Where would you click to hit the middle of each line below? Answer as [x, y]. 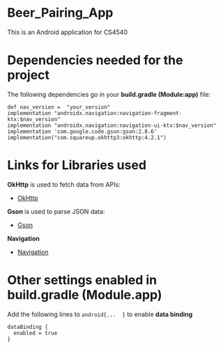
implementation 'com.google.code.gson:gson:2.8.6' [82, 131]
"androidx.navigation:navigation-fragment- [118, 113]
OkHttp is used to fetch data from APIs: [64, 184]
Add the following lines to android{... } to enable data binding [100, 314]
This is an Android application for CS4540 [67, 32]
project [29, 75]
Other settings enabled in [82, 280]
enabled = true [36, 333]
